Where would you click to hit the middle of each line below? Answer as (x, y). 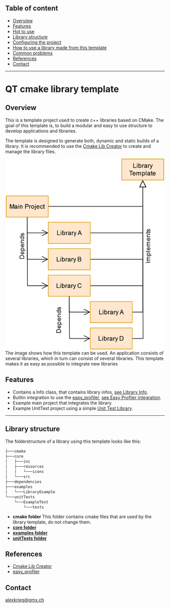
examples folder (30, 533)
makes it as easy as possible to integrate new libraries (61, 364)
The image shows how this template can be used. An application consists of (84, 353)
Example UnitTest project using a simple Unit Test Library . (73, 408)
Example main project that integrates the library (62, 403)
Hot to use (23, 31)
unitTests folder (30, 538)
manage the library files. (31, 151)
